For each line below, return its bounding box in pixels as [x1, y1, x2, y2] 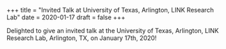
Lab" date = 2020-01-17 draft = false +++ [6, 13, 126, 21]
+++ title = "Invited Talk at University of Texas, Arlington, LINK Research [6, 6, 214, 14]
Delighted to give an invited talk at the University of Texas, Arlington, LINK [6, 27, 219, 35]
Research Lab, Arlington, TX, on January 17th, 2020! [6, 34, 157, 42]
